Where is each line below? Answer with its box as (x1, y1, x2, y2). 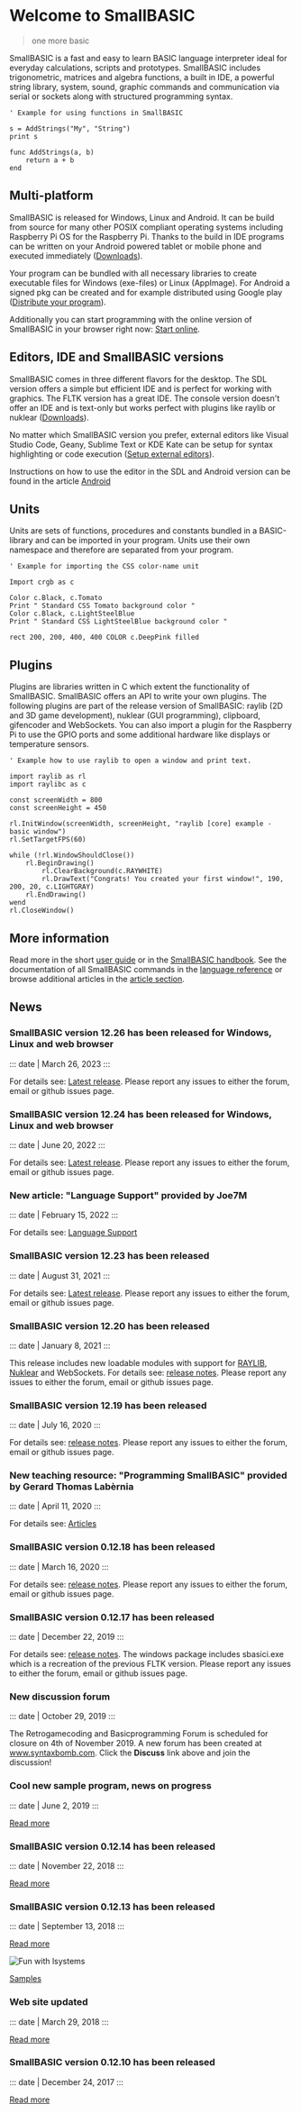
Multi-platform (9, 188, 94, 204)
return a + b (25, 155, 75, 165)
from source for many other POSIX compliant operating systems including (9, 222, 284, 232)
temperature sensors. (9, 739, 90, 750)
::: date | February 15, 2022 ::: (9, 1209, 119, 1221)
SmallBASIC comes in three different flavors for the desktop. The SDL (9, 373, 268, 384)
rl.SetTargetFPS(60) (9, 835, 87, 844)
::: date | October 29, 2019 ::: (9, 1711, 115, 1722)
